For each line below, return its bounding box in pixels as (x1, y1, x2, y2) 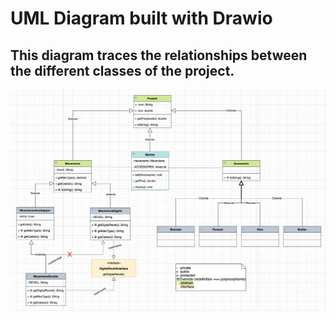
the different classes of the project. (10, 62, 235, 79)
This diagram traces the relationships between (10, 47, 308, 64)
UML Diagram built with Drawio (10, 7, 273, 30)
